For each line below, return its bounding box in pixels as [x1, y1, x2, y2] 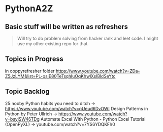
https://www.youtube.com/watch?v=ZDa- [56, 68, 140, 74]
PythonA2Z [5, 3, 53, 14]
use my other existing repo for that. [17, 41, 89, 47]
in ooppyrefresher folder [5, 68, 55, 74]
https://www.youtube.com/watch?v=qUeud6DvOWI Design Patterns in [5, 106, 148, 111]
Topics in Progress [5, 55, 64, 63]
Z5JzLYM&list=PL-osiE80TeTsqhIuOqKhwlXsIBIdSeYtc [5, 73, 116, 79]
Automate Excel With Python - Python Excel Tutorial [40, 116, 146, 122]
